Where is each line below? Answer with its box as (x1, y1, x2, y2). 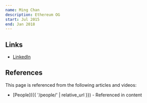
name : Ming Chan (5, 7, 40, 13)
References (5, 68, 43, 77)
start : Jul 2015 (5, 17, 40, 22)
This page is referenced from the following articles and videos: (5, 82, 137, 88)
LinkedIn (12, 54, 31, 60)
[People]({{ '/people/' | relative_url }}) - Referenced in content (12, 92, 142, 98)
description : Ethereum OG (5, 12, 60, 17)
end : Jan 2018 (5, 21, 36, 27)
